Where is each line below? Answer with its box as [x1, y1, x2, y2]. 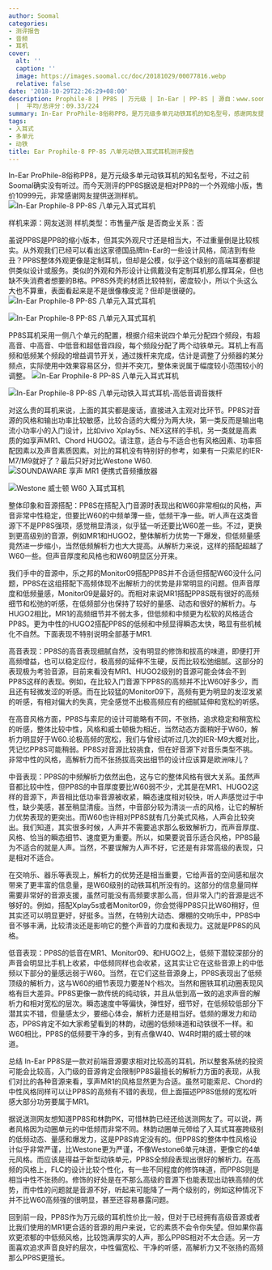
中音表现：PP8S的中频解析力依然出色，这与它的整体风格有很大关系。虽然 [8, 772, 253, 782]
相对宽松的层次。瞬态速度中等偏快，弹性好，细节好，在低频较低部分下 [29, 999, 264, 1008]
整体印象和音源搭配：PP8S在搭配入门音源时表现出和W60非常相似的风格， [8, 501, 255, 510]
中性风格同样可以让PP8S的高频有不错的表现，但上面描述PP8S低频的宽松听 [8, 1087, 257, 1097]
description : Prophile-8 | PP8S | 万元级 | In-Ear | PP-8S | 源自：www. [8, 95, 252, 103]
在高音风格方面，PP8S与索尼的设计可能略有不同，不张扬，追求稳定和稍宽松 [8, 714, 261, 724]
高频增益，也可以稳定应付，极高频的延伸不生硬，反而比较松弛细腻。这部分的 [8, 657, 264, 667]
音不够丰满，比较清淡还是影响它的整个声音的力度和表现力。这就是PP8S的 [8, 921, 253, 931]
